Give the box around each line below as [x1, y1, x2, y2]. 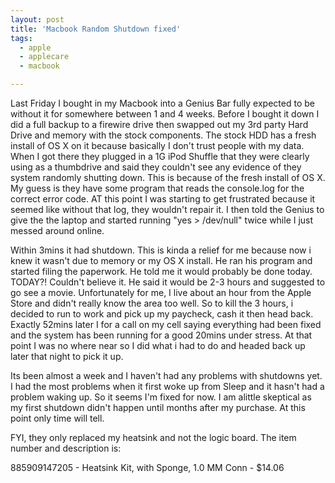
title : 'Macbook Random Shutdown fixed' [10, 24, 182, 34]
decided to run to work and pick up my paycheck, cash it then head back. [10, 308, 314, 320]
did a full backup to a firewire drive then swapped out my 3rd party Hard [10, 119, 309, 130]
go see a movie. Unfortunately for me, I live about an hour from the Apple [10, 287, 312, 298]
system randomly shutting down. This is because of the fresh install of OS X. [10, 172, 326, 183]
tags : [10, 33, 33, 43]
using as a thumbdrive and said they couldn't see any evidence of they [10, 161, 302, 173]
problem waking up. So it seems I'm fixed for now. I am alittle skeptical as [10, 391, 312, 403]
